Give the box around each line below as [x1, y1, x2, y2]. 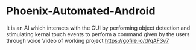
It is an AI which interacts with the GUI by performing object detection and [6, 24, 191, 31]
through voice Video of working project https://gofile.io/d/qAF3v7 [6, 37, 169, 44]
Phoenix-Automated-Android [6, 4, 156, 18]
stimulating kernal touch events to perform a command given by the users [6, 30, 190, 37]
